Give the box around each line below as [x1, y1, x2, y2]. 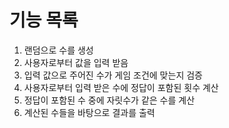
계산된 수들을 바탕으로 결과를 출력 [23, 106, 156, 118]
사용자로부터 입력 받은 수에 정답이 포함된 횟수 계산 [23, 81, 219, 93]
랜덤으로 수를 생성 [23, 44, 94, 56]
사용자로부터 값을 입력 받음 [23, 56, 129, 68]
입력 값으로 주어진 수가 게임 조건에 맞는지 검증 [23, 69, 203, 81]
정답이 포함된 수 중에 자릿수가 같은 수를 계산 [23, 94, 196, 106]
